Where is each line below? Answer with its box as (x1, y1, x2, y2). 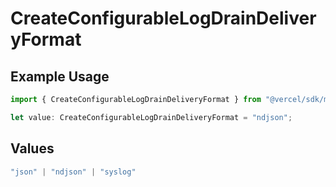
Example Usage (10, 68, 110, 85)
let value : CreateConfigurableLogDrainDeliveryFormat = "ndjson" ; (10, 112, 293, 122)
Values (10, 140, 55, 157)
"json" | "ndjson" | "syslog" (10, 167, 137, 177)
